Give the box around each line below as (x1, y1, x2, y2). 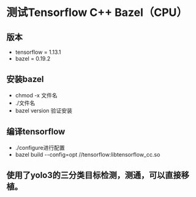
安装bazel (6, 74, 44, 84)
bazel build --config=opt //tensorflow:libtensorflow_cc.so (15, 151, 160, 158)
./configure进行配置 (15, 144, 66, 151)
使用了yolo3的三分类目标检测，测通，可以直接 (6, 170, 182, 180)
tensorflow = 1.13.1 (15, 48, 61, 56)
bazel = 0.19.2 (15, 55, 51, 62)
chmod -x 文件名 (15, 91, 58, 98)
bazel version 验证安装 (15, 106, 72, 114)
